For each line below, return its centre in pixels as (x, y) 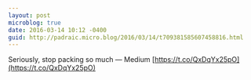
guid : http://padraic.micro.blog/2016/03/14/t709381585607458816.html (126, 37)
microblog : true (35, 23)
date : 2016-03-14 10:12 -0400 (58, 30)
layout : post (29, 15)
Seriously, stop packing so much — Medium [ (82, 60)
